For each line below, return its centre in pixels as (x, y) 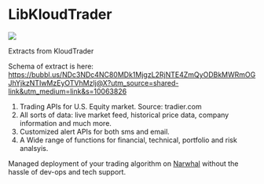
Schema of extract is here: (51, 66)
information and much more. (66, 123)
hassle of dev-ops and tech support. (67, 171)
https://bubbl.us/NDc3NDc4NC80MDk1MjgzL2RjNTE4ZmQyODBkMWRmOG (132, 74)
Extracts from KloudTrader (51, 51)
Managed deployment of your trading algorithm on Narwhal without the (123, 164)
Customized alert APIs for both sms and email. (95, 131)
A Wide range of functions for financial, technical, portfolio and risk (128, 140)
